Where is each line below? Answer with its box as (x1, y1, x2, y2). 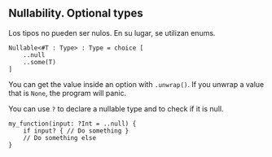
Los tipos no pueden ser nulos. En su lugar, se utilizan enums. (8, 28, 216, 37)
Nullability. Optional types (8, 7, 144, 20)
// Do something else (23, 133, 96, 142)
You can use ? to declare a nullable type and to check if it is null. (8, 103, 224, 113)
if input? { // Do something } (23, 126, 129, 135)
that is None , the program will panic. (8, 88, 127, 98)
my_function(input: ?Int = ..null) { (8, 120, 137, 128)
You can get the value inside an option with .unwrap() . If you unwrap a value (8, 79, 265, 89)
